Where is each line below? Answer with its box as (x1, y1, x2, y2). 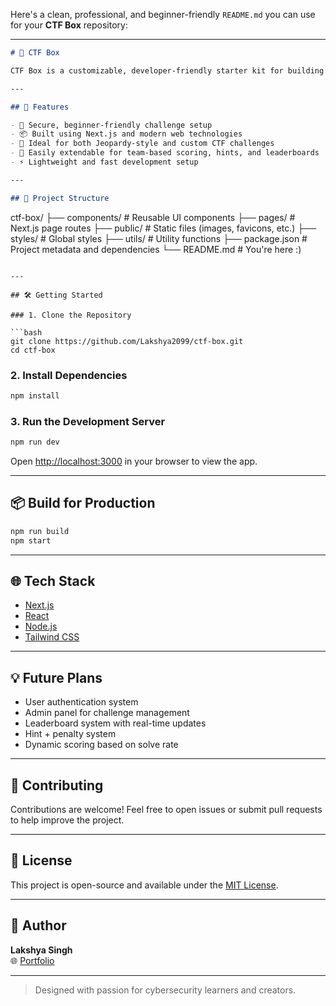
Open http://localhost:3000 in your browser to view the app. (10, 455, 258, 467)
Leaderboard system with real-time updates (24, 717, 207, 729)
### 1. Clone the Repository (10, 310, 132, 320)
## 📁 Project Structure (10, 193, 110, 203)
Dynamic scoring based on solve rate (24, 739, 179, 751)
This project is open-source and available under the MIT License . (10, 879, 279, 891)
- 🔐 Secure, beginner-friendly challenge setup (10, 120, 213, 130)
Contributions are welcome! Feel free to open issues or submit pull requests (10, 803, 323, 815)
